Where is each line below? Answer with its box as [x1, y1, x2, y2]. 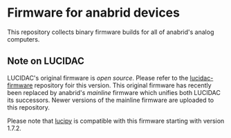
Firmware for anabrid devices [7, 5, 180, 21]
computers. [7, 35, 40, 43]
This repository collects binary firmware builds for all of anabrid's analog [7, 28, 214, 36]
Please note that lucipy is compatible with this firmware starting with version [7, 117, 225, 125]
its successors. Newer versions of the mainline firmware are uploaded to [7, 96, 214, 104]
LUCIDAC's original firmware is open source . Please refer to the [7, 74, 189, 82]
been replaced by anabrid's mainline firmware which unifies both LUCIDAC [7, 88, 221, 96]
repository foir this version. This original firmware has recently [34, 81, 212, 89]
